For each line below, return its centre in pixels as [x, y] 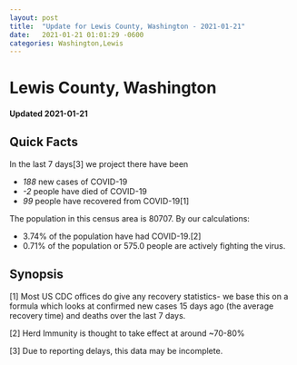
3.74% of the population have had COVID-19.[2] [112, 236]
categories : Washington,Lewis [67, 43]
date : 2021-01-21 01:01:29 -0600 [77, 35]
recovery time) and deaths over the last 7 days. [98, 315]
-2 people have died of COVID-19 [85, 191]
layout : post [34, 18]
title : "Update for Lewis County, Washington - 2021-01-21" [128, 26]
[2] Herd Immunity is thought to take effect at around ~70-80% [127, 333]
